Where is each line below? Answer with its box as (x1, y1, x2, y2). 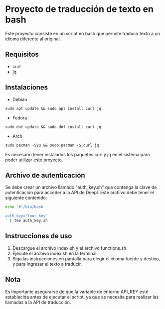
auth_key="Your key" (5, 213, 48, 218)
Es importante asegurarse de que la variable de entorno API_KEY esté (5, 289, 149, 295)
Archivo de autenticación (5, 171, 86, 180)
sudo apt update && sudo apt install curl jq (5, 106, 101, 111)
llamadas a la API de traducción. (5, 299, 71, 305)
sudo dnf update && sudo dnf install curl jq (5, 124, 101, 129)
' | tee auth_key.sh (5, 218, 48, 223)
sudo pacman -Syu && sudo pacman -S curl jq (5, 143, 99, 148)
